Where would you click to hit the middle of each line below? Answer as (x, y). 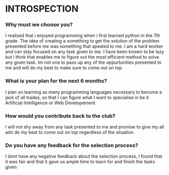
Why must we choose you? (39, 25)
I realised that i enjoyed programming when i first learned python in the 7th (83, 35)
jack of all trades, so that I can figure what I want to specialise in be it (77, 97)
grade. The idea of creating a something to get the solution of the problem (82, 41)
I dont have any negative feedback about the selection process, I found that (84, 156)
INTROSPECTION (42, 9)
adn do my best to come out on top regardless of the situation (69, 133)
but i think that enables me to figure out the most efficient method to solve (82, 57)
